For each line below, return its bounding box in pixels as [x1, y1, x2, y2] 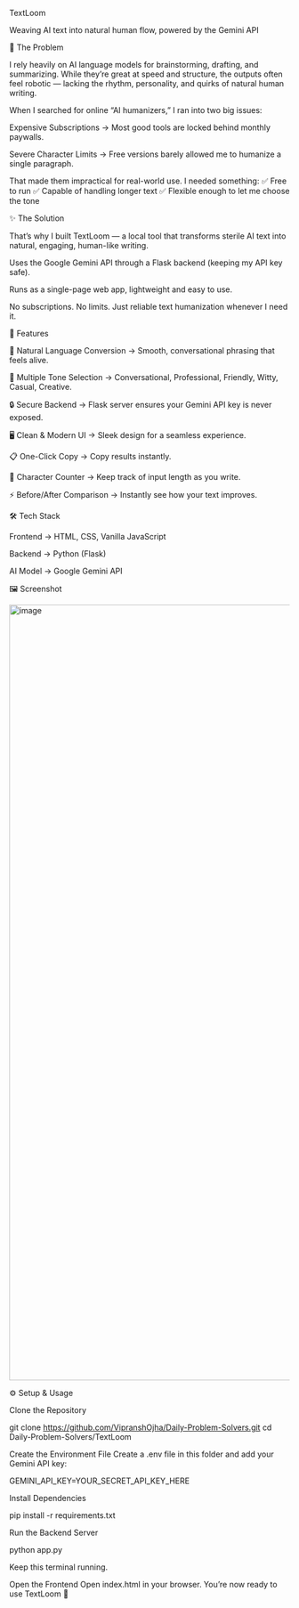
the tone [9, 196, 40, 206]
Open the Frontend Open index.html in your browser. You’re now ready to [9, 1580, 278, 1589]
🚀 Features [9, 329, 49, 338]
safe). [9, 267, 31, 277]
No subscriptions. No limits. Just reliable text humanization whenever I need [9, 302, 288, 312]
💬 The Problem [9, 42, 64, 53]
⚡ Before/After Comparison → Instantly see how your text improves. [9, 490, 258, 499]
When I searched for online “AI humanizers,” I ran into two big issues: [9, 105, 263, 115]
